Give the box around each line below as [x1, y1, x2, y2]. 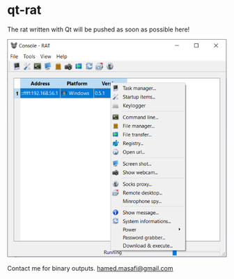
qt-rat [7, 2, 42, 18]
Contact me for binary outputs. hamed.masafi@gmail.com [7, 264, 173, 273]
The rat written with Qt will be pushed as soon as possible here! [7, 25, 190, 33]
